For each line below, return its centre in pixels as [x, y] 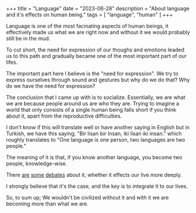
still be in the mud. [28, 38]
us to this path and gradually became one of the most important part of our [97, 56]
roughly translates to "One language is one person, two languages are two [96, 140]
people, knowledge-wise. [37, 164]
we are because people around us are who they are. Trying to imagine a [93, 104]
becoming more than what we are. [47, 204]
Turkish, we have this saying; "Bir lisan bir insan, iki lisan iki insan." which [94, 133]
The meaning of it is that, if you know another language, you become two [94, 157]
